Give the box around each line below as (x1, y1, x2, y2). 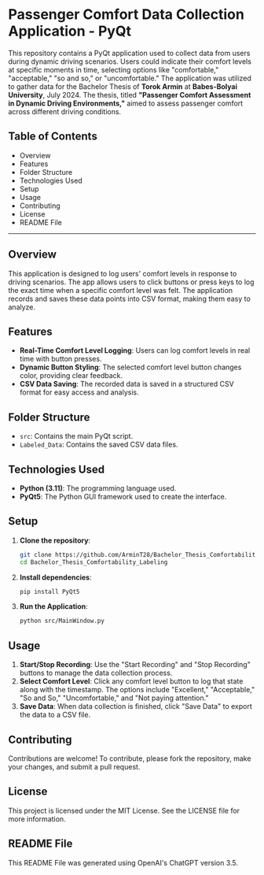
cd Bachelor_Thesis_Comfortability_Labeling (19, 558, 168, 566)
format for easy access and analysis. (19, 387, 139, 397)
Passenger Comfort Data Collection (8, 6, 245, 24)
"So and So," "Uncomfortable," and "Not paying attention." (19, 693, 209, 703)
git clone (19, 551, 53, 558)
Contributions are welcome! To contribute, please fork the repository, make (8, 754, 251, 763)
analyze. (8, 302, 36, 312)
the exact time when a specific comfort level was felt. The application (8, 285, 233, 295)
